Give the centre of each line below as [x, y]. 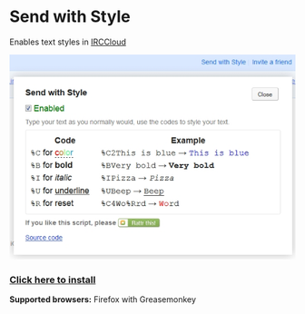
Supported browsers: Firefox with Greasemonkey [103, 299]
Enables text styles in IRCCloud [68, 42]
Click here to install [53, 280]
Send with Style [70, 17]
